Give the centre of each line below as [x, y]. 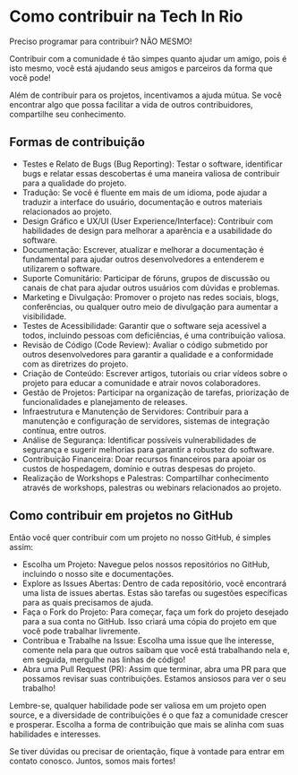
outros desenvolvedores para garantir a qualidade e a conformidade [148, 354]
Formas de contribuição [77, 142]
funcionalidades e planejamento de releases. [105, 401]
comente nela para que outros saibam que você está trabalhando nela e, [156, 650]
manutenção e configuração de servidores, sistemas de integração [146, 421]
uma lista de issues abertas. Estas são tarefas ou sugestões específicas [155, 592]
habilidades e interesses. [55, 734]
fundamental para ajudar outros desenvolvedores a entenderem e [143, 259]
